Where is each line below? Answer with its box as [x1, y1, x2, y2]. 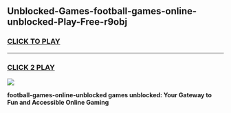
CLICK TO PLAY [7, 37, 60, 47]
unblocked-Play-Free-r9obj [7, 16, 128, 28]
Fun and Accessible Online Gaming [7, 98, 109, 106]
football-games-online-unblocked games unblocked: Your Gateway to [7, 90, 212, 99]
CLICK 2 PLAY [7, 62, 55, 72]
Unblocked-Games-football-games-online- [7, 5, 197, 17]
